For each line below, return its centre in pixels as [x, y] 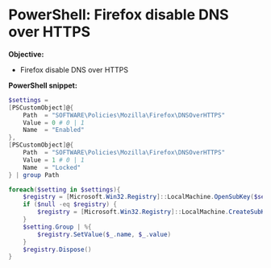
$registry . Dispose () [57, 249]
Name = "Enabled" [54, 130]
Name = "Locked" [52, 167]
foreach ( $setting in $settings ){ [65, 190]
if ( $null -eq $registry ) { [70, 204]
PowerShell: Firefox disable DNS [119, 15]
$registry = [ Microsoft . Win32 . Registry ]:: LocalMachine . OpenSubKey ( [138, 197]
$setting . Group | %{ [57, 227]
